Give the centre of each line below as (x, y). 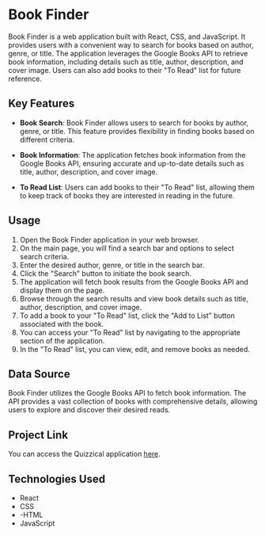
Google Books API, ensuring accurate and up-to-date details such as (132, 163)
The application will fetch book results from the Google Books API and (134, 281)
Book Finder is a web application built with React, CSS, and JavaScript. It (127, 36)
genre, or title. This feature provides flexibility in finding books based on (137, 131)
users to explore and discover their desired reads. (89, 410)
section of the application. (62, 341)
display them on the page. (62, 290)
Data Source (39, 374)
